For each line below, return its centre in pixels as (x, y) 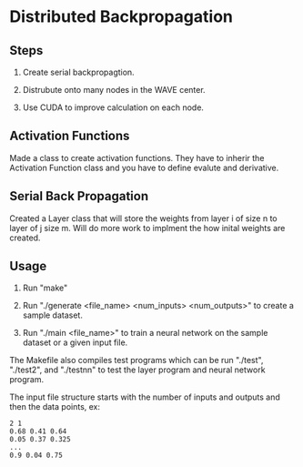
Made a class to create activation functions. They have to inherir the (137, 157)
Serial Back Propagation (79, 196)
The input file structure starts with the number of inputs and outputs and (145, 397)
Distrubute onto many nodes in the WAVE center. (114, 90)
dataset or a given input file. (75, 342)
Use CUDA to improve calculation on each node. (113, 107)
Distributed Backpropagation (121, 17)
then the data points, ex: (55, 407)
